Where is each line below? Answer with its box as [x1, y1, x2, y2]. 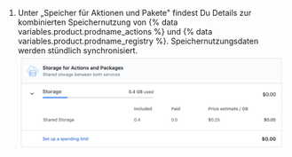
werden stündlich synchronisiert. [17, 45, 138, 56]
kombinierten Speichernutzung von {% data [17, 17, 178, 27]
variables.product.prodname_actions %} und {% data [17, 27, 213, 36]
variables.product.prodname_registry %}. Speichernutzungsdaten [17, 35, 259, 46]
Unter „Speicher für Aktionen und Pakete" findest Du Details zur [17, 8, 252, 18]
